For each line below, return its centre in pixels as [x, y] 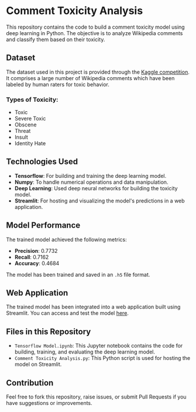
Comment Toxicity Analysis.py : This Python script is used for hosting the [102, 358]
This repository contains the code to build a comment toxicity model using [96, 27]
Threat [23, 131]
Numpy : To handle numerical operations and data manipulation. [91, 182]
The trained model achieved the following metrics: [66, 239]
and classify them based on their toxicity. [56, 39]
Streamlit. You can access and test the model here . [67, 313]
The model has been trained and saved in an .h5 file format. [78, 274]
